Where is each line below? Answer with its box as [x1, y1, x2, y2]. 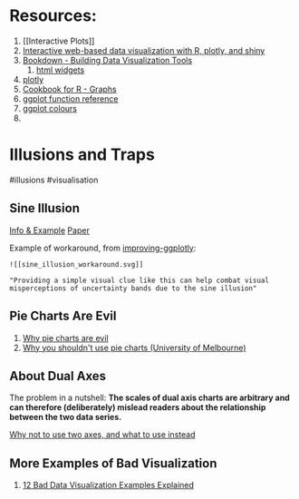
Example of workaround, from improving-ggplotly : [9, 242, 197, 253]
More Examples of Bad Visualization [9, 455, 217, 471]
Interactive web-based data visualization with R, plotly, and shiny [22, 44, 265, 55]
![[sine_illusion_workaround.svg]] [9, 259, 144, 269]
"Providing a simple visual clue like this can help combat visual [9, 276, 270, 285]
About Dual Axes [9, 368, 107, 384]
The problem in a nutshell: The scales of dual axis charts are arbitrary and [9, 392, 290, 404]
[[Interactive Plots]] [22, 35, 95, 46]
